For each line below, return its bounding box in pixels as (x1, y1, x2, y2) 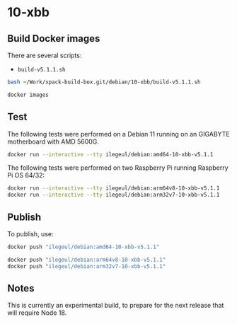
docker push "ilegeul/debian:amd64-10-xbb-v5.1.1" (7, 243, 160, 250)
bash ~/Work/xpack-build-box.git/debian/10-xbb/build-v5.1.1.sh (7, 79, 201, 86)
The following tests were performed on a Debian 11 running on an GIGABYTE (7, 129, 230, 138)
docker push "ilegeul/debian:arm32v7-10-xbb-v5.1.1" (7, 262, 166, 270)
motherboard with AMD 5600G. (7, 137, 99, 146)
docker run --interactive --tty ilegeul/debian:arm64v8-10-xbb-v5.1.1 (7, 185, 220, 192)
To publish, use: (7, 230, 54, 238)
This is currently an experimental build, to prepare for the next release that (7, 301, 224, 310)
